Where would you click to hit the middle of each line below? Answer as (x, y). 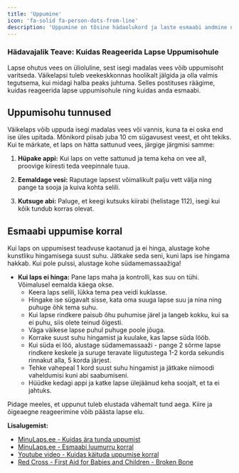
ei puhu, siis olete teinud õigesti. (75, 323)
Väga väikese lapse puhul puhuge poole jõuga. (97, 330)
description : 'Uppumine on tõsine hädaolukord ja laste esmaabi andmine (117, 27)
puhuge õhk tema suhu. (63, 307)
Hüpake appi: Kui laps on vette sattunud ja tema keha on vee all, (112, 159)
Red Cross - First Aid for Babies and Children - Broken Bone (105, 462)
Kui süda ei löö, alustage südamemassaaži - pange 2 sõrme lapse (124, 345)
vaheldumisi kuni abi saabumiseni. (79, 376)
